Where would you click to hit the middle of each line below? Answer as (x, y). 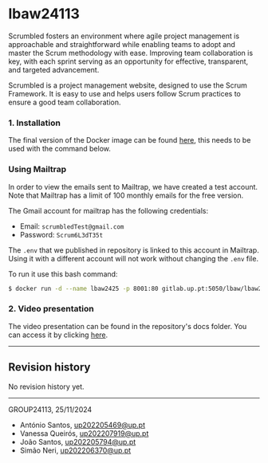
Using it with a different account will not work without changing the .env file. (134, 258)
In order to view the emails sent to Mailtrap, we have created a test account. (133, 186)
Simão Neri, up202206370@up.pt (75, 450)
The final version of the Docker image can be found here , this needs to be (130, 140)
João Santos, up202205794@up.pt (78, 441)
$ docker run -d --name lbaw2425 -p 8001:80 (83, 288)
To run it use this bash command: (63, 274)
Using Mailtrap (37, 170)
